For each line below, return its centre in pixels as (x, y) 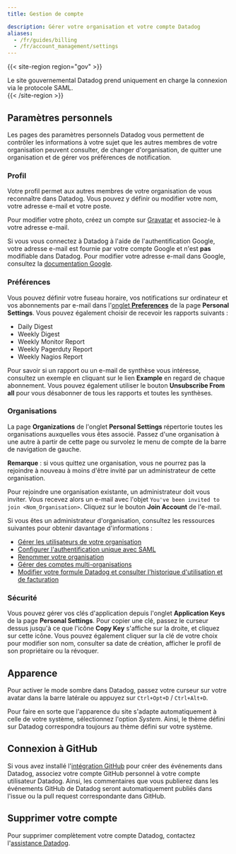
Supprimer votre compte (63, 818)
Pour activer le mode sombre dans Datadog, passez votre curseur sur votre (117, 690)
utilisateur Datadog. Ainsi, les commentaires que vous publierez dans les (113, 781)
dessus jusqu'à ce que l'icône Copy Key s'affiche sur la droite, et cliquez (114, 629)
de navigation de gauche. (44, 449)
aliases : (20, 33)
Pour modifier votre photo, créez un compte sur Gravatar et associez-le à (114, 220)
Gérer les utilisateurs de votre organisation (79, 541)
